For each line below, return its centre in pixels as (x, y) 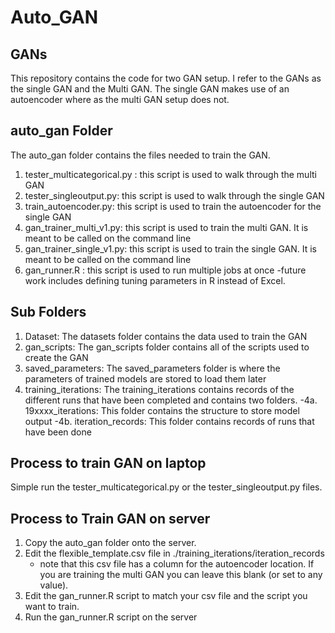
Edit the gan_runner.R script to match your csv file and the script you (166, 596)
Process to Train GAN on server (110, 518)
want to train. (52, 607)
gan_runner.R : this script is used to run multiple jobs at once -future (165, 270)
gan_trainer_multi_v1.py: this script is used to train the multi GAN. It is (166, 227)
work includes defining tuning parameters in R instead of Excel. (155, 280)
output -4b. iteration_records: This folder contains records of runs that (169, 421)
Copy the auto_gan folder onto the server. (110, 543)
